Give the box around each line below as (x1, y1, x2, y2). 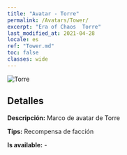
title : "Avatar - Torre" (7, 10, 80, 17)
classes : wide (7, 56, 49, 63)
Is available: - (7, 140, 47, 149)
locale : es (7, 36, 39, 43)
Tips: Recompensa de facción (7, 127, 94, 135)
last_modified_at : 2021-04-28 (7, 29, 96, 37)
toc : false (7, 50, 39, 57)
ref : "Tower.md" (7, 43, 54, 50)
